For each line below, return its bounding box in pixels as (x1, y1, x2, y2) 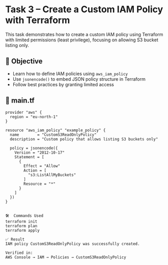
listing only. (5, 42, 30, 48)
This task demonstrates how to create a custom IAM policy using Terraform (5, 31, 163, 37)
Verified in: (5, 250, 33, 255)
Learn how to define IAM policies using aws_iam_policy (12, 70, 128, 77)
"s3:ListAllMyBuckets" (27, 172, 76, 177)
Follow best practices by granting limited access (12, 81, 115, 87)
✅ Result (5, 236, 25, 242)
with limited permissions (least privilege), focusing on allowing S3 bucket (5, 37, 159, 43)
